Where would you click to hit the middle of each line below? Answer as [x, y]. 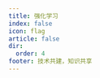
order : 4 [30, 54]
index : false [30, 24]
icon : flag [27, 31]
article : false [34, 39]
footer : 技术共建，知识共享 [50, 62]
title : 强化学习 [33, 16]
